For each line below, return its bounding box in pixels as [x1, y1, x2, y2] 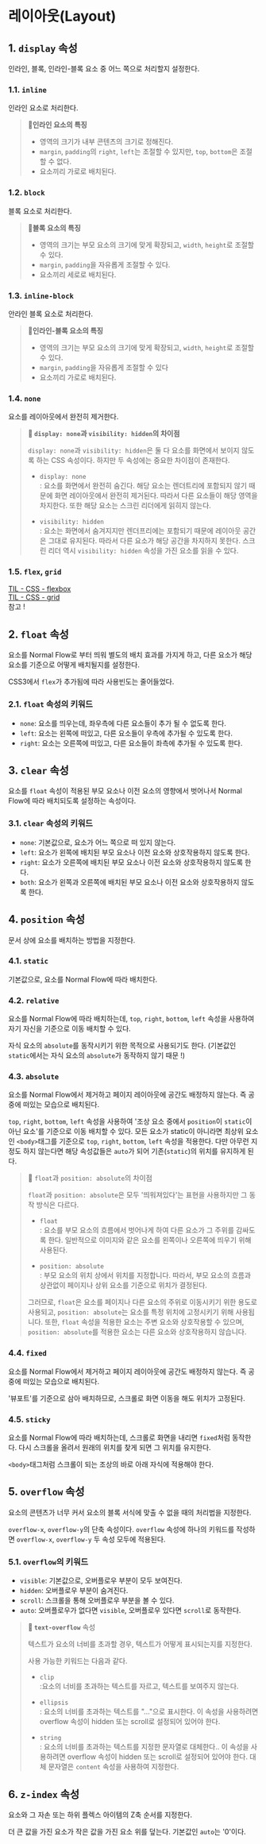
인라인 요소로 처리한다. [8, 103, 79, 113]
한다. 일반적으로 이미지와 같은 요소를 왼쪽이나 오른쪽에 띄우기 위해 [48, 1236, 252, 1245]
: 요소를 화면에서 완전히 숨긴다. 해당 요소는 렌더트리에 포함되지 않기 [39, 481, 248, 491]
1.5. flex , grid [8, 566, 62, 577]
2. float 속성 [8, 627, 69, 641]
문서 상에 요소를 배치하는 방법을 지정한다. [8, 935, 136, 945]
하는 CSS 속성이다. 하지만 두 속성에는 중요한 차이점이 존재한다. [36, 456, 230, 465]
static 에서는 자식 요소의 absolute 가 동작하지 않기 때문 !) [8, 1051, 185, 1060]
